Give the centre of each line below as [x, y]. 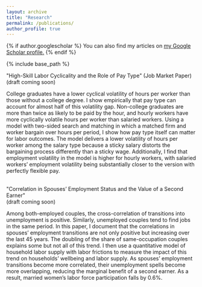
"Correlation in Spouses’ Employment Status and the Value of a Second [95, 189]
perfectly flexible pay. [33, 171]
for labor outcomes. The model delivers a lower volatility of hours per [92, 139]
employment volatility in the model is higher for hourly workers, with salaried [101, 158]
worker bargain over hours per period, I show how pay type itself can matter [101, 132]
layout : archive [27, 12]
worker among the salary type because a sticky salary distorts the [88, 145]
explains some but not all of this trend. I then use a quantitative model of [96, 246]
